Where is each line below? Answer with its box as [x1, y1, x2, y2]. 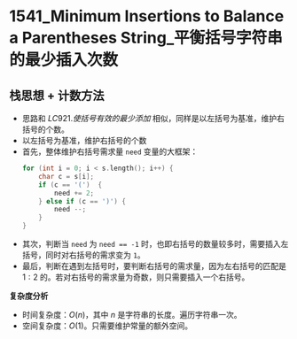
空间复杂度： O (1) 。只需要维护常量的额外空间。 [21, 320, 193, 331]
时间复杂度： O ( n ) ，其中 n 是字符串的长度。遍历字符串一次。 [21, 310, 242, 320]
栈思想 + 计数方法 [9, 88, 105, 103]
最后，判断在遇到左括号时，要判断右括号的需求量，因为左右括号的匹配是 [21, 261, 286, 271]
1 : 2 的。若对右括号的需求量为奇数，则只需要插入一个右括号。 [21, 272, 250, 282]
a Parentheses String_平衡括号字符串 [9, 28, 284, 48]
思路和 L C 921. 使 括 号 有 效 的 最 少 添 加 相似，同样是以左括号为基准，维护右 [21, 113, 285, 123]
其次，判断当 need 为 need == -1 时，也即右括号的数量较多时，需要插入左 [21, 239, 289, 249]
